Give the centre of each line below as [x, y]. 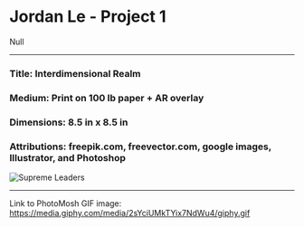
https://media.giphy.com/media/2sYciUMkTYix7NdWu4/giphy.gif [130, 213]
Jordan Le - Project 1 [88, 17]
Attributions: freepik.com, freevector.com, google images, [140, 147]
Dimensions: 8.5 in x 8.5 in [69, 122]
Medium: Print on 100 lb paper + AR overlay [107, 98]
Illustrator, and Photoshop [68, 157]
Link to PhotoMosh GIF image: [66, 203]
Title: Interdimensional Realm [76, 73]
